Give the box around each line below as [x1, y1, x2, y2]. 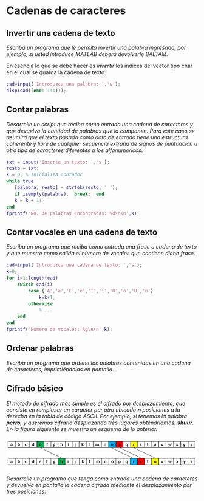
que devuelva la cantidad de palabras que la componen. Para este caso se [6, 127, 195, 134]
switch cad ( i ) [17, 281, 53, 288]
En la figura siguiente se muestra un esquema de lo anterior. [6, 425, 158, 432]
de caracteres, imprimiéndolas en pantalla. [6, 365, 114, 373]
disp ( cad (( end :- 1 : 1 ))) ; [6, 88, 67, 94]
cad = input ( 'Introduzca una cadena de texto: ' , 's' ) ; [6, 262, 143, 268]
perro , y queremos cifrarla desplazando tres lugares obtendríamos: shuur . [6, 419, 194, 426]
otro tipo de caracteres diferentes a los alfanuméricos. [6, 147, 143, 154]
